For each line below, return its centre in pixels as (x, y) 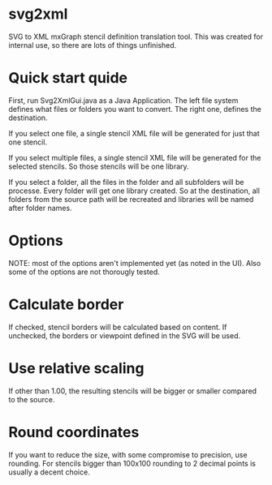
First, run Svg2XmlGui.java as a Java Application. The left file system (123, 100)
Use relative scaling (76, 368)
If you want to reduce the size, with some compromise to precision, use (128, 454)
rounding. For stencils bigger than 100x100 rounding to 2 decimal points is (132, 463)
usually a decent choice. (50, 472)
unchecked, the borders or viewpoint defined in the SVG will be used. (125, 335)
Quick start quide (68, 78)
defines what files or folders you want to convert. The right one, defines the (135, 109)
